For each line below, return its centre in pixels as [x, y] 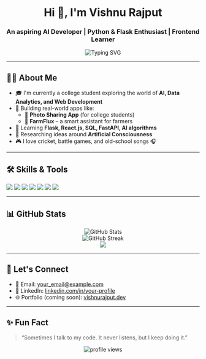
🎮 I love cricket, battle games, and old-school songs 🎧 [86, 141]
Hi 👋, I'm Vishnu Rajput [103, 13]
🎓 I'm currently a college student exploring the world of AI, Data [97, 93]
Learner [103, 39]
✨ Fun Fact [28, 322]
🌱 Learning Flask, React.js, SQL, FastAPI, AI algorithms [86, 128]
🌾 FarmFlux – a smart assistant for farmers [78, 122]
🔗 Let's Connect [37, 269]
